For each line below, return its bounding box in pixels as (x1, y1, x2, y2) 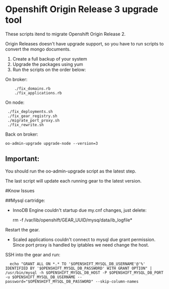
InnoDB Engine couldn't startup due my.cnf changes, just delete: (12, 207, 147, 213)
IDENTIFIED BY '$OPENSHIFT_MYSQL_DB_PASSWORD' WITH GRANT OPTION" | (5, 266, 152, 271)
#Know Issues (5, 188, 35, 194)
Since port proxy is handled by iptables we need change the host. (12, 242, 149, 248)
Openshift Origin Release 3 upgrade (5, 4, 158, 15)
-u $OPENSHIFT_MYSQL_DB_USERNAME (5, 274, 76, 279)
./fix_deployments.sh (7, 109, 53, 114)
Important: (5, 155, 39, 163)
